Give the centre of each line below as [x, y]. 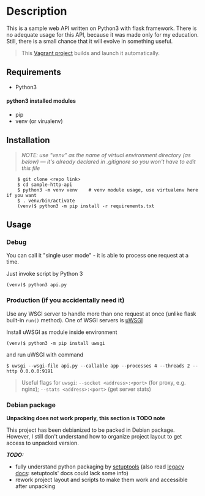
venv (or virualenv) [39, 121]
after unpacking [35, 486]
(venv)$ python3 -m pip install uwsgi [56, 343]
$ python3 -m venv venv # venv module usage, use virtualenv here [108, 190]
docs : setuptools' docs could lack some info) [72, 473]
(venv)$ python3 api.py [37, 285]
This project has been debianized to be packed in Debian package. [91, 430]
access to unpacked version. [43, 443]
